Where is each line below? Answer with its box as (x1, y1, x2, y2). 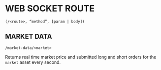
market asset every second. (5, 59, 61, 65)
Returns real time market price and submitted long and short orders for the (5, 54, 157, 60)
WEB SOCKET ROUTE (5, 3, 95, 14)
